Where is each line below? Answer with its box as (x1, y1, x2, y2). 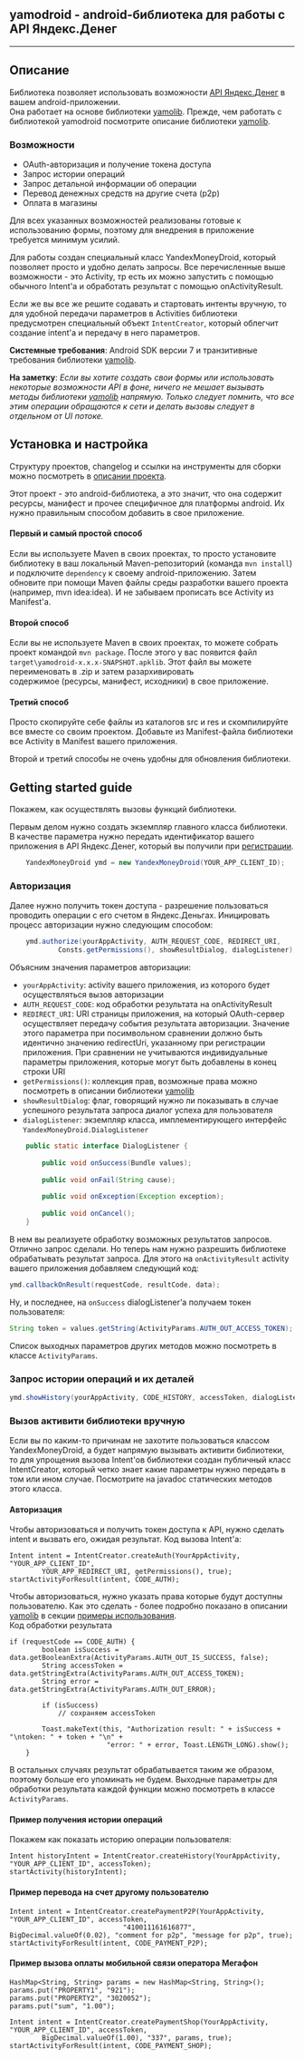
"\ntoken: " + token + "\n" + (9, 1733, 124, 1742)
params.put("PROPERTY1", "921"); (9, 1986, 136, 1995)
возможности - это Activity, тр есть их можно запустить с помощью (9, 271, 274, 282)
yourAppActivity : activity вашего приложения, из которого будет (22, 979, 271, 991)
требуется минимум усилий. (9, 234, 120, 245)
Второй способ (9, 617, 70, 628)
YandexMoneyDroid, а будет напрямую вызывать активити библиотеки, (9, 1445, 285, 1456)
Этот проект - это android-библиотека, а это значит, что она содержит (9, 488, 282, 499)
